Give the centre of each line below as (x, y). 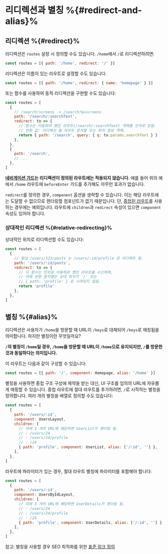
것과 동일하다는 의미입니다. (31, 353)
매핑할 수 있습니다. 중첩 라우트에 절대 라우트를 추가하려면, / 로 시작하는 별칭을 (85, 389)
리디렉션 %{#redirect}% (42, 41)
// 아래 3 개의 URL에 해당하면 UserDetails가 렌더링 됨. (71, 504)
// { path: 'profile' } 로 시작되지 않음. (59, 281)
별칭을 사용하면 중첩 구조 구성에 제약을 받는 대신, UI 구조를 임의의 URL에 (75, 383)
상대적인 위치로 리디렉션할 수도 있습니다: (44, 239)
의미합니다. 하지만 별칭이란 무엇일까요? (43, 336)
